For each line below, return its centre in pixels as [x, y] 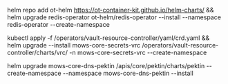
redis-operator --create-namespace [59, 24]
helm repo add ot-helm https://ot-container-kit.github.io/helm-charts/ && [111, 10]
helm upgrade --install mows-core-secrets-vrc [74, 45]
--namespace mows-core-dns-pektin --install [128, 73]
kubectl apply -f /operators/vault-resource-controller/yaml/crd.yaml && [108, 38]
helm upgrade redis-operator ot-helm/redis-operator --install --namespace [114, 17]
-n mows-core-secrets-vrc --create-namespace [138, 52]
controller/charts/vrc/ [37, 52]
